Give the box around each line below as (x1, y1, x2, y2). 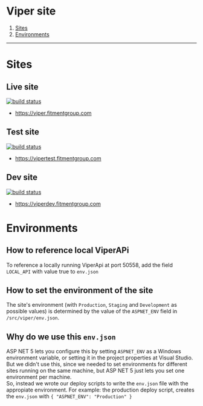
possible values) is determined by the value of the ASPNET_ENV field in (6, 307, 178, 315)
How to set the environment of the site (6, 285, 153, 295)
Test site (6, 127, 39, 137)
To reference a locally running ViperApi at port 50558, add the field (6, 261, 173, 269)
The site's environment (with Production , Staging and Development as (6, 301, 177, 309)
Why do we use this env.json (6, 332, 116, 342)
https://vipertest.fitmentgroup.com (14, 154, 101, 162)
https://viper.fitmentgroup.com (14, 109, 92, 116)
